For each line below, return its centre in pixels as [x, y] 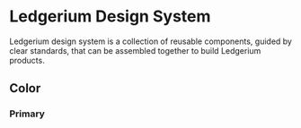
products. [27, 60]
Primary [27, 114]
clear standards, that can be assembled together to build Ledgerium [135, 50]
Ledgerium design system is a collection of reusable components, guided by [150, 41]
